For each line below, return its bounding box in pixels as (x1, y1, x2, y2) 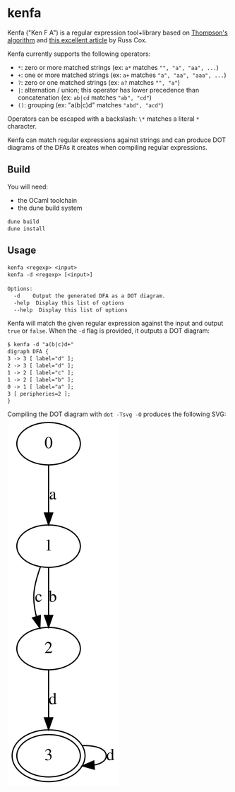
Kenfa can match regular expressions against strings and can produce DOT (7, 136, 227, 144)
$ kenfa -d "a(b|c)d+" (7, 341, 74, 348)
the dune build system (17, 203, 83, 212)
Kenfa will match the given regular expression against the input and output (7, 319, 224, 327)
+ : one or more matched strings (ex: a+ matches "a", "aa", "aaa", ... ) (17, 71, 227, 79)
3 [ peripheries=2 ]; (7, 390, 71, 397)
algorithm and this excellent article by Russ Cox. (7, 35, 147, 44)
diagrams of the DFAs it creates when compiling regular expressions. (7, 143, 208, 151)
